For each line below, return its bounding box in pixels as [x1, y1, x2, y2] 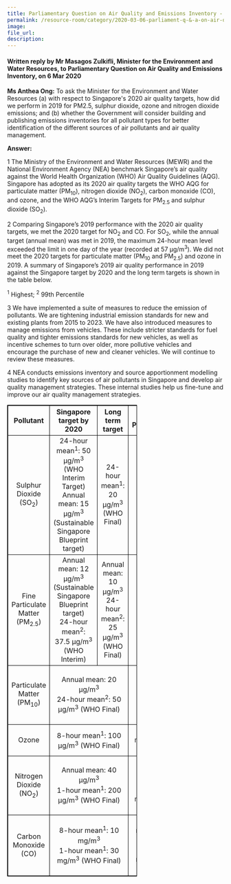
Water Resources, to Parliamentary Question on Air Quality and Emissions [7, 64, 223, 72]
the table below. [7, 275, 53, 283]
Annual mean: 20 [61, 674, 117, 684]
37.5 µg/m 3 [54, 636, 93, 647]
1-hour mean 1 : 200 [56, 784, 122, 795]
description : [7, 36, 45, 43]
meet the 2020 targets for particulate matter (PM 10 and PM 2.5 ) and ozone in [7, 252, 221, 262]
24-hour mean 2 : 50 [56, 693, 122, 704]
